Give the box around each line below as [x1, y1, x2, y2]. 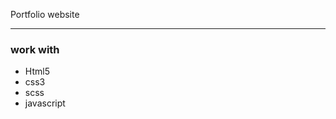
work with [10, 42, 60, 56]
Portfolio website [10, 9, 80, 20]
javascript [24, 97, 66, 109]
